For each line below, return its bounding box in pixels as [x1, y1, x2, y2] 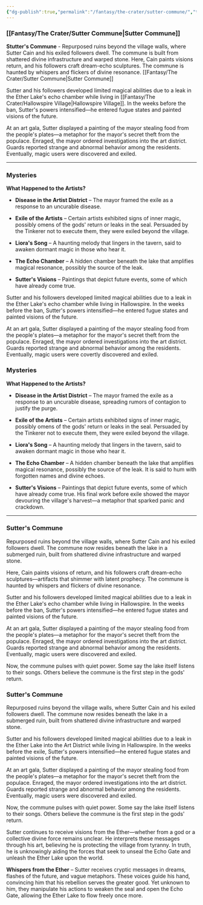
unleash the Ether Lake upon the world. [6, 854, 105, 862]
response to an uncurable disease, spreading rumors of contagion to [14, 398, 186, 405]
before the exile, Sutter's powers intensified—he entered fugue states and [6, 748, 191, 756]
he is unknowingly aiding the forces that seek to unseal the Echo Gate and [6, 848, 191, 855]
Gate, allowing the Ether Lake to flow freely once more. [6, 892, 143, 899]
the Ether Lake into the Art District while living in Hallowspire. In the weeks [6, 742, 192, 749]
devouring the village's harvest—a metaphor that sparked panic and [14, 497, 185, 504]
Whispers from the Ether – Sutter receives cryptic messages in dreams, [6, 866, 186, 873]
